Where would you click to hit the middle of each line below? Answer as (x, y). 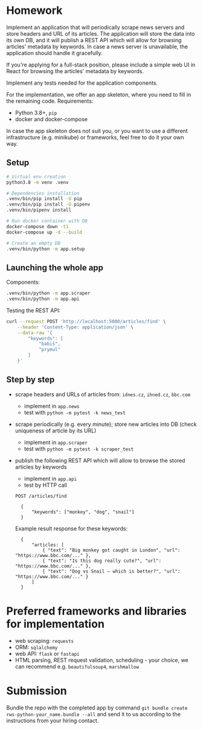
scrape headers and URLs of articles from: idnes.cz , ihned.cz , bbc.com (103, 394)
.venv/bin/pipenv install (39, 210)
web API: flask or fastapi (47, 653)
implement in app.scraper (56, 442)
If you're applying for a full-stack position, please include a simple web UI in (101, 65)
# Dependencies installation (43, 193)
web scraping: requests (44, 640)
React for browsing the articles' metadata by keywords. (75, 71)
